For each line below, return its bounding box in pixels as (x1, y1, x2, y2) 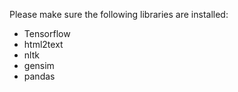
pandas (23, 70, 56, 82)
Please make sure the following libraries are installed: (9, 9, 229, 20)
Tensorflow (23, 28, 71, 39)
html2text (23, 39, 64, 50)
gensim (23, 60, 55, 71)
